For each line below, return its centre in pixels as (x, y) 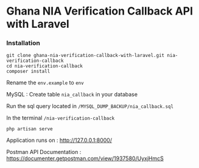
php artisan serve (30, 129)
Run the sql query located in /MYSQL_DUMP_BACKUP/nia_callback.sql (90, 106)
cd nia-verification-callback (45, 66)
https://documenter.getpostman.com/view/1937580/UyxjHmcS (85, 158)
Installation (23, 43)
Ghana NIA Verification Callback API (100, 11)
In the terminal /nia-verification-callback (61, 118)
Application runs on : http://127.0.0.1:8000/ (59, 140)
